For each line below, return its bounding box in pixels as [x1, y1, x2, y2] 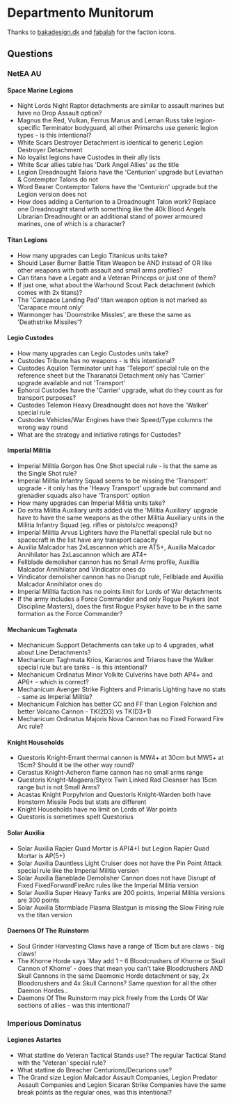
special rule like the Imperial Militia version [17, 866, 139, 874]
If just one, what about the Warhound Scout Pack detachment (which [17, 280, 216, 289]
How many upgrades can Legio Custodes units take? [17, 349, 169, 357]
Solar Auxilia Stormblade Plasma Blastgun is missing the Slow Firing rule [17, 903, 225, 912]
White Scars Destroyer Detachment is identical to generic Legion [17, 138, 203, 147]
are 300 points [17, 896, 60, 904]
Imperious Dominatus [7, 1018, 82, 1028]
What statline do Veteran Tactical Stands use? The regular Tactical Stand [17, 1052, 227, 1059]
